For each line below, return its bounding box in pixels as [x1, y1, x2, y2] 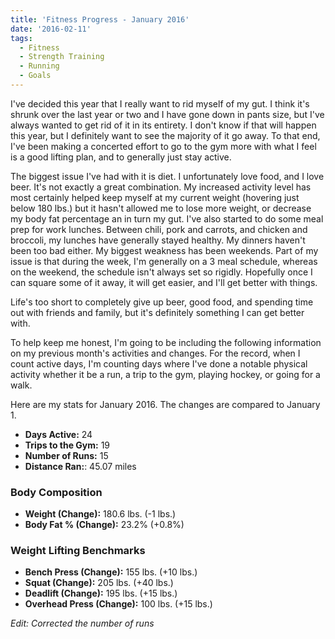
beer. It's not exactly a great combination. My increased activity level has [10, 181, 312, 193]
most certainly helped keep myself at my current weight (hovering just [10, 191, 300, 203]
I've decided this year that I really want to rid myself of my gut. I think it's [10, 97, 310, 110]
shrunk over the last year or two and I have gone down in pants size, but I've [10, 108, 325, 120]
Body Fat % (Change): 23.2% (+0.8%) [24, 519, 185, 531]
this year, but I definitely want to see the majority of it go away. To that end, [10, 129, 321, 141]
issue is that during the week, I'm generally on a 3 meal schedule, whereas [10, 255, 318, 267]
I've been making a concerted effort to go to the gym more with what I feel [10, 140, 317, 152]
